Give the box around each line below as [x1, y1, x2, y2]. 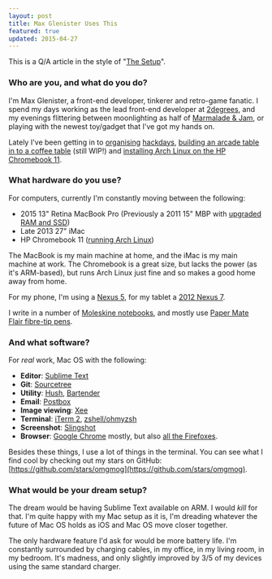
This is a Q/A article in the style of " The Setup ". [8, 57, 166, 67]
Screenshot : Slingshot [19, 423, 96, 433]
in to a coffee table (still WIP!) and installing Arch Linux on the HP [8, 145, 227, 155]
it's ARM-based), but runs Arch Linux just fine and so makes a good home [8, 267, 256, 277]
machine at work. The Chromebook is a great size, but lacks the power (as [8, 259, 257, 269]
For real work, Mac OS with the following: [8, 355, 147, 365]
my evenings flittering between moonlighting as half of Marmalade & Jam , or [8, 113, 265, 123]
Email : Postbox [19, 397, 71, 407]
